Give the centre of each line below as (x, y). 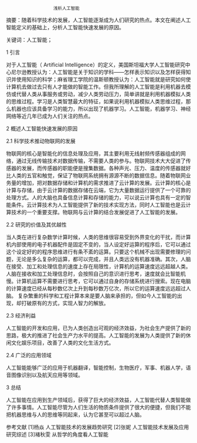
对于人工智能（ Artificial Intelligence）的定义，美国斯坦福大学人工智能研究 (96, 65)
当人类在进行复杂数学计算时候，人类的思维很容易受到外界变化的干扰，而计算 (98, 237)
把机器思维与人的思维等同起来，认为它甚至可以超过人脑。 (75, 415)
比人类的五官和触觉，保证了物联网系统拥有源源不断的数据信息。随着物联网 (96, 175)
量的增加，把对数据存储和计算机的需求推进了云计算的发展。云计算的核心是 (101, 183)
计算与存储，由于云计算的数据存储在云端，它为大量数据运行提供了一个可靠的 (98, 190)
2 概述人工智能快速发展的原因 (42, 128)
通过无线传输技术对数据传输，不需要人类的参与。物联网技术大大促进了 (101, 161)
